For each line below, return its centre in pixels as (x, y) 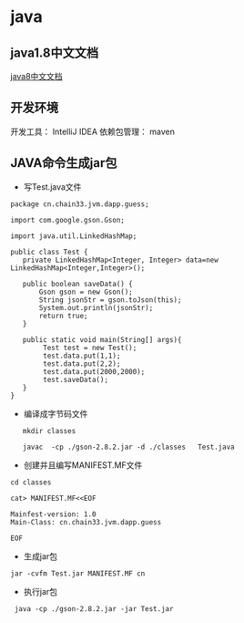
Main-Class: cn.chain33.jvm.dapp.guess (86, 522)
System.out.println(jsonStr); (96, 307)
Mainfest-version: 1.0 (53, 514)
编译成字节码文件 (56, 413)
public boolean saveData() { (77, 284)
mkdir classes (49, 431)
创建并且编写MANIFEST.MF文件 (83, 465)
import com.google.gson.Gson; (68, 220)
